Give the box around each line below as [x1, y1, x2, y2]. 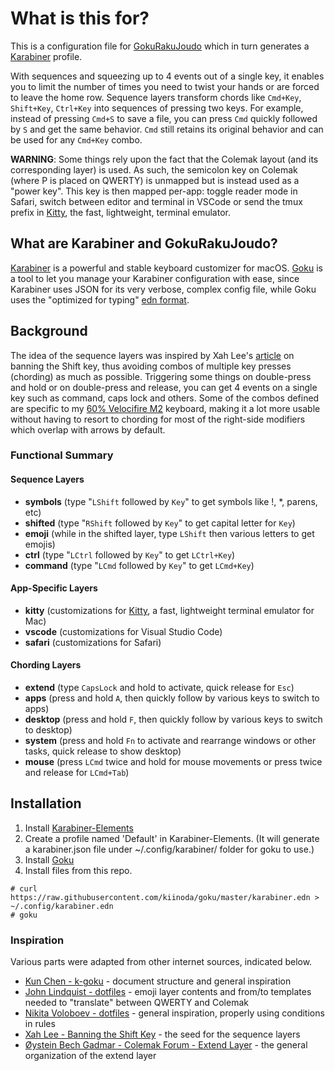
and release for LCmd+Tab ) [24, 767, 130, 779]
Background [10, 323, 88, 340]
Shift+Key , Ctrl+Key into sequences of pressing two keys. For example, [10, 102, 304, 114]
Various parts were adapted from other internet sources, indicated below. [10, 956, 313, 968]
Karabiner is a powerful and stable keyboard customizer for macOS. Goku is [10, 262, 323, 274]
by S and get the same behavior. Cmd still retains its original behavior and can [10, 123, 324, 135]
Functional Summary [10, 448, 114, 462]
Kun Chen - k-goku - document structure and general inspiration [24, 975, 292, 987]
